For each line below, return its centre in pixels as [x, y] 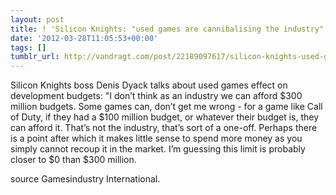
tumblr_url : [35, 57]
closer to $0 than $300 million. [73, 160]
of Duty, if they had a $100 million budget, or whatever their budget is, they [165, 117]
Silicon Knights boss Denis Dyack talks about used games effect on [149, 85]
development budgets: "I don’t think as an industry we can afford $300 [156, 96]
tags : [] [28, 47]
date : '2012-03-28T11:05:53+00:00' [84, 38]
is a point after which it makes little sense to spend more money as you [156, 138]
